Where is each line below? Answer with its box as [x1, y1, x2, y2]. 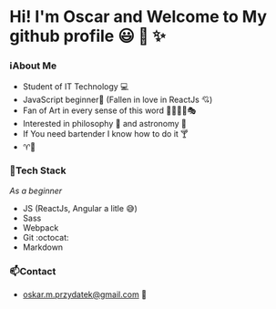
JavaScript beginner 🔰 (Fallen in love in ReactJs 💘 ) [22, 94, 213, 106]
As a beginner [9, 185, 63, 196]
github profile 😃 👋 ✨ [9, 26, 167, 46]
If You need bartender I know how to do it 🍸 [22, 129, 189, 139]
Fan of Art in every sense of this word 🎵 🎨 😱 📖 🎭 [22, 105, 197, 116]
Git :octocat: [22, 232, 70, 242]
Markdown [22, 242, 64, 252]
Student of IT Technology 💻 [22, 81, 129, 92]
